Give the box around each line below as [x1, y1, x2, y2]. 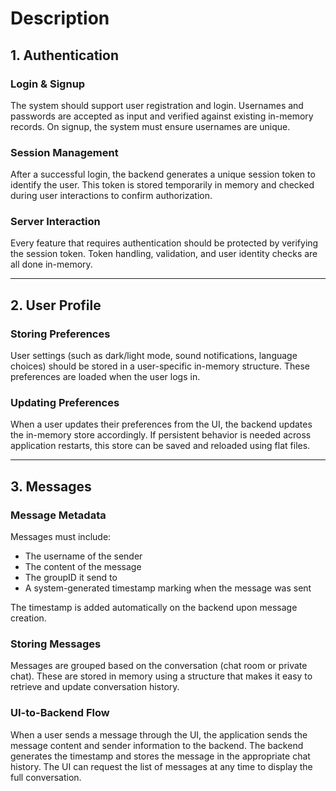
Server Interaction [10, 215, 101, 229]
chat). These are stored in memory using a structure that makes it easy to [10, 670, 313, 682]
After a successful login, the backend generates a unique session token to [10, 168, 316, 181]
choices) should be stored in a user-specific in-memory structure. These [10, 360, 310, 372]
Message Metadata [10, 508, 107, 522]
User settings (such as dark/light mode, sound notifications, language [10, 350, 298, 362]
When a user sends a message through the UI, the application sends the [10, 728, 308, 741]
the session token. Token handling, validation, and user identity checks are [10, 248, 318, 260]
